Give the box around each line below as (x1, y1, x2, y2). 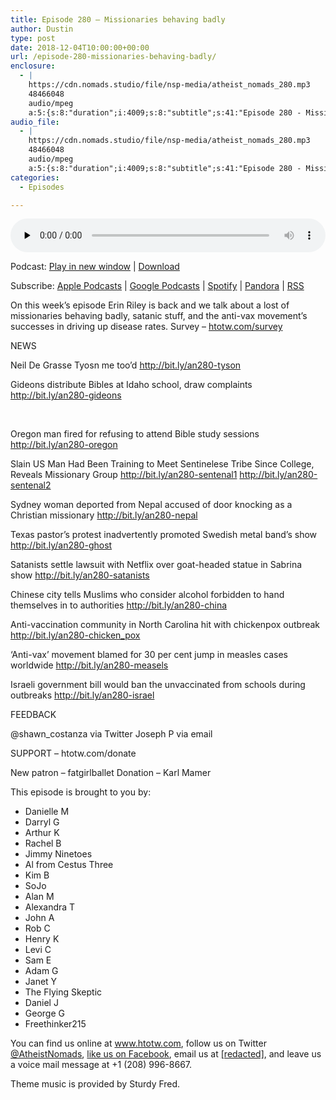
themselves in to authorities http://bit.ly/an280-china (10, 599, 228, 611)
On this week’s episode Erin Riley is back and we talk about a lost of (10, 299, 290, 311)
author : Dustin (10, 24, 74, 34)
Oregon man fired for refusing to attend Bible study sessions (10, 428, 260, 440)
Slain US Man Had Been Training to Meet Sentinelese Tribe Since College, (10, 458, 315, 470)
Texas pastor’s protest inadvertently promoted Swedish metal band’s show (10, 529, 318, 541)
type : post (10, 33, 56, 43)
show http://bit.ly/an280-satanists (10, 569, 150, 581)
